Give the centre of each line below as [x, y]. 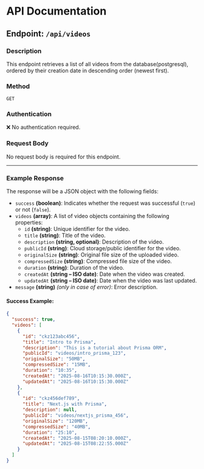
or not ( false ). [33, 210]
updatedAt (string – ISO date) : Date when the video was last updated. [110, 281]
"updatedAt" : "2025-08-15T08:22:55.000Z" [76, 444]
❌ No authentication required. [43, 127]
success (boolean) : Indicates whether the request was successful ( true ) [105, 203]
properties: [29, 222]
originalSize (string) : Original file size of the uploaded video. [101, 255]
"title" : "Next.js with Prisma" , [65, 404]
